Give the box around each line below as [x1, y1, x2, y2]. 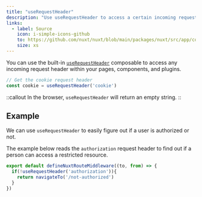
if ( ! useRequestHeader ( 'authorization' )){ [11, 169, 117, 175]
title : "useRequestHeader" [6, 8, 74, 15]
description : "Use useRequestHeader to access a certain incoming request [6, 14, 198, 20]
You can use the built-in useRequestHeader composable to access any [6, 58, 177, 66]
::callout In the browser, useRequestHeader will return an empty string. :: [6, 93, 182, 101]
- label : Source [11, 25, 52, 32]
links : [6, 20, 23, 26]
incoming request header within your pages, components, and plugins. [6, 65, 182, 72]
